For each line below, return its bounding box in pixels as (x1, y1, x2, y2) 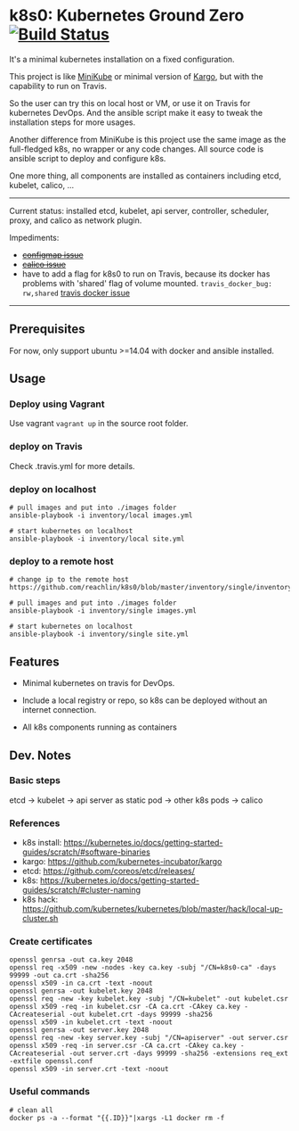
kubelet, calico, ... (9, 179, 75, 190)
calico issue (21, 259, 67, 269)
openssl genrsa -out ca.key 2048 (9, 955, 133, 964)
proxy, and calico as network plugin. (9, 215, 142, 226)
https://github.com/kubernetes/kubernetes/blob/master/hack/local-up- (21, 904, 283, 914)
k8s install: (21, 838, 62, 848)
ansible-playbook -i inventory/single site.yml (9, 630, 190, 639)
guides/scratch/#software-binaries (21, 846, 151, 857)
